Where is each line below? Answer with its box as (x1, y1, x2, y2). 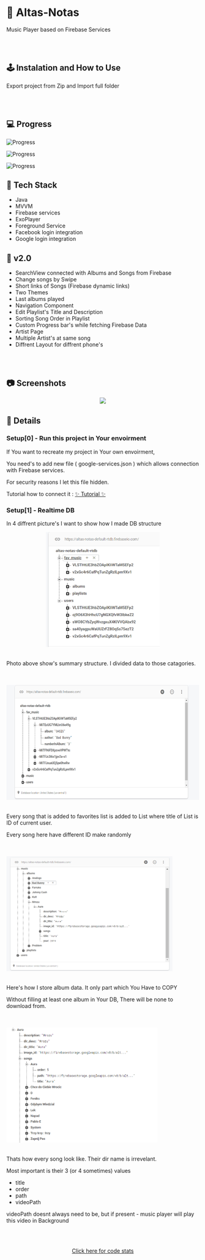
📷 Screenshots (6, 378, 66, 388)
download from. (6, 1002, 47, 1009)
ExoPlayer (15, 216, 41, 223)
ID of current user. (6, 819, 53, 827)
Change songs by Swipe (15, 276, 77, 283)
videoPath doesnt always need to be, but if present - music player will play (6, 1210, 195, 1218)
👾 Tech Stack (6, 180, 58, 190)
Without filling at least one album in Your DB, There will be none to (6, 996, 173, 1003)
